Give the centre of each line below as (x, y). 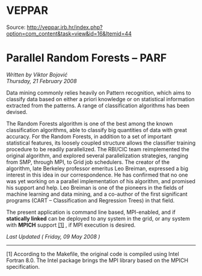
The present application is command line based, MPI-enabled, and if (91, 212)
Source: (16, 27)
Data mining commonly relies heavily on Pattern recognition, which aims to (99, 93)
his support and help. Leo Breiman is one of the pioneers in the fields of (95, 187)
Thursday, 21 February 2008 (41, 81)
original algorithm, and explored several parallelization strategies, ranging (97, 155)
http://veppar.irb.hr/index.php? (65, 27)
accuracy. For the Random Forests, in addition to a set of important (89, 136)
